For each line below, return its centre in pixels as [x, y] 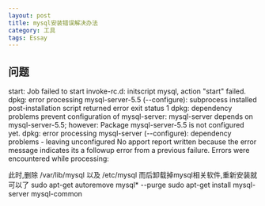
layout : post [30, 15]
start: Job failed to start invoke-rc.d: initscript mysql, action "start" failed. [127, 91]
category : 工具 [32, 30]
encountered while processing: [59, 158]
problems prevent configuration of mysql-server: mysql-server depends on [131, 116]
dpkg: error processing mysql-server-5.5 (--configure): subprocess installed [132, 100]
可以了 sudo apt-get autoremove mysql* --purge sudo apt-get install [120, 185]
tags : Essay [28, 38]
